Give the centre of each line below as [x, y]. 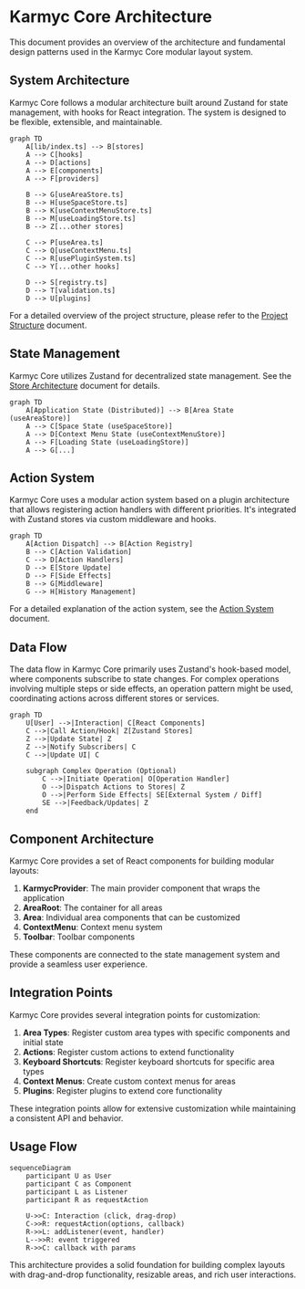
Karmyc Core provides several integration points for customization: [135, 1014]
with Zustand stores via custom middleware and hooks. [113, 519]
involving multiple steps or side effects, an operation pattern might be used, [152, 689]
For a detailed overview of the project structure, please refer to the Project [149, 315]
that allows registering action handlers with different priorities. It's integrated [153, 509]
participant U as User [69, 1176]
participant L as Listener [77, 1192]
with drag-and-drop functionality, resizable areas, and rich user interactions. [153, 1274]
